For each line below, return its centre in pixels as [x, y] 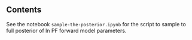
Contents [24, 10]
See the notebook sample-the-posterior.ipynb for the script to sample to [96, 24]
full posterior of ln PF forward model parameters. [66, 30]
